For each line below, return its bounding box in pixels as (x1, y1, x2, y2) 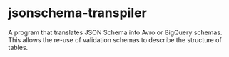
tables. (8, 43, 29, 51)
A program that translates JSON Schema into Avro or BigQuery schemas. (8, 28, 223, 37)
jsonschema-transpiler (8, 5, 147, 21)
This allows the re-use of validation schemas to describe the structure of (8, 35, 222, 44)
